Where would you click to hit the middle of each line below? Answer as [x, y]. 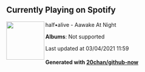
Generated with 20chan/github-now [92, 62]
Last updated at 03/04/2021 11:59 [87, 48]
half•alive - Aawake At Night [81, 24]
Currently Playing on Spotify [61, 10]
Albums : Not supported [75, 37]
